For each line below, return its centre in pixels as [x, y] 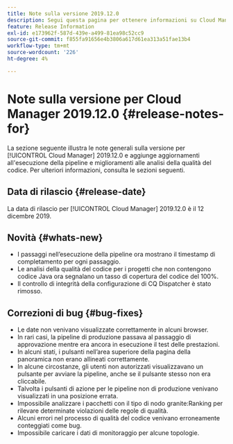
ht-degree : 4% [28, 59]
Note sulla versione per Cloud [94, 99]
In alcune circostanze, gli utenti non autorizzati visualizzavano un [110, 367]
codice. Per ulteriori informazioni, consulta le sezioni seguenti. [96, 170]
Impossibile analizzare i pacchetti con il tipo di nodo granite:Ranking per [120, 404]
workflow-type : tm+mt [38, 46]
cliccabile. [32, 382]
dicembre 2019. [29, 216]
